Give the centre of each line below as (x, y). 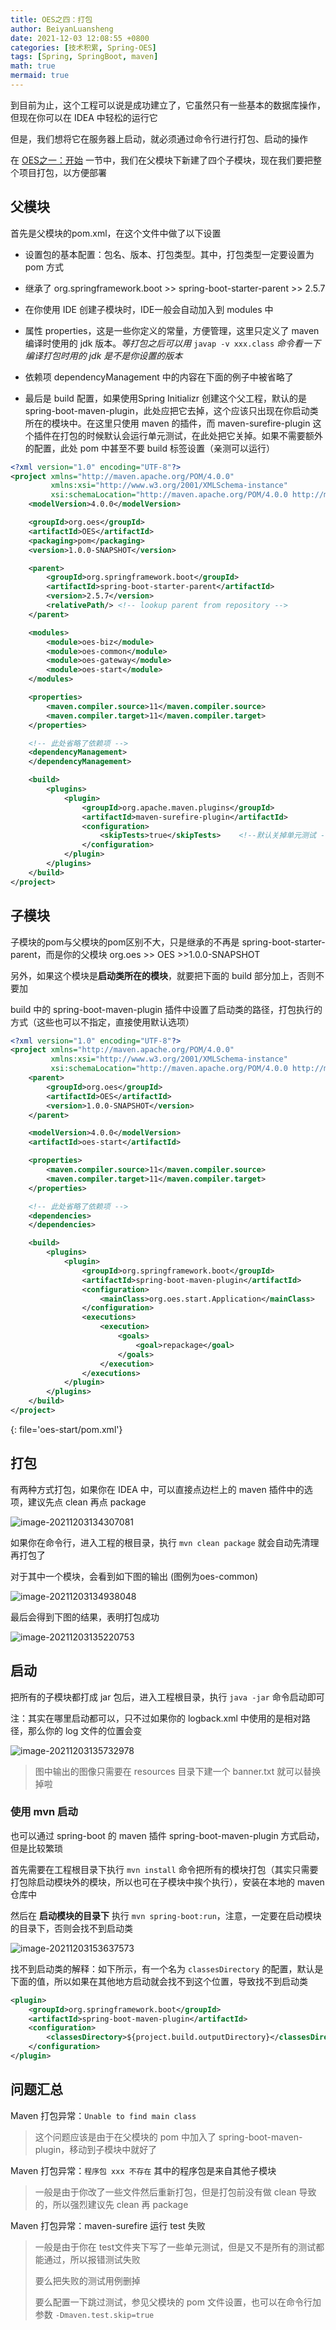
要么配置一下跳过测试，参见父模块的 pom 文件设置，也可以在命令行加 (178, 2302)
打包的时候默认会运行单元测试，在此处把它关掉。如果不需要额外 (191, 435)
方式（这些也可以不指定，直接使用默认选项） (102, 1022)
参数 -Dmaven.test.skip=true (94, 2314)
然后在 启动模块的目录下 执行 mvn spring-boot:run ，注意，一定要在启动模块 (166, 1915)
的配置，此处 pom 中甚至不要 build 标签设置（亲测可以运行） (149, 448)
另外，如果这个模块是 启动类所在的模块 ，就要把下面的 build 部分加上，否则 (163, 975)
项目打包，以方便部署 (62, 172)
